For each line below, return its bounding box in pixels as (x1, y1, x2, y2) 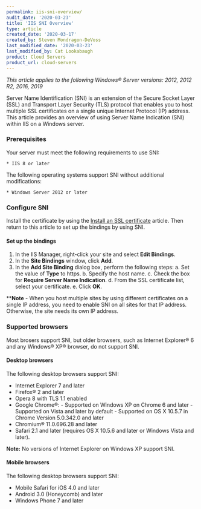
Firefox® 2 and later (14, 388, 65, 395)
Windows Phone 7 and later (14, 497, 84, 504)
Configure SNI (6, 203, 49, 212)
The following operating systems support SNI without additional (6, 171, 165, 179)
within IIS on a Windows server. (6, 120, 85, 127)
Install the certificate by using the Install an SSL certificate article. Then (6, 217, 184, 225)
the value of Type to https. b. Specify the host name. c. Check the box (14, 270, 190, 277)
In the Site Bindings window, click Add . (14, 257, 113, 264)
